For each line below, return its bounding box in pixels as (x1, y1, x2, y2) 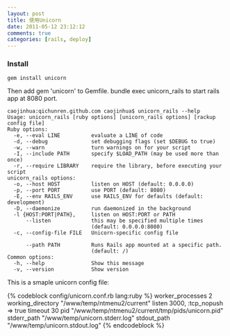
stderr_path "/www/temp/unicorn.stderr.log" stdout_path (7, 314, 170, 322)
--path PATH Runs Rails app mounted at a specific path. (25, 241, 222, 249)
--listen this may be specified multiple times (25, 217, 204, 225)
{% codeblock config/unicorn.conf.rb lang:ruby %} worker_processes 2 (7, 291, 213, 300)
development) (7, 199, 45, 206)
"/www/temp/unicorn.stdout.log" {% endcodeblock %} (7, 321, 165, 330)
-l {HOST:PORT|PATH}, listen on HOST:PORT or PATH (13, 211, 176, 218)
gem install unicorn (7, 74, 67, 82)
